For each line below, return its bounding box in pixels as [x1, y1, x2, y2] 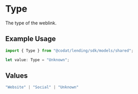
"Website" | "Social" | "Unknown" [5, 85, 79, 90]
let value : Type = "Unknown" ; [5, 57, 70, 62]
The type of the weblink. [5, 20, 57, 26]
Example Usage [5, 35, 56, 43]
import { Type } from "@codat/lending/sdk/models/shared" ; [5, 48, 134, 53]
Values [5, 71, 28, 80]
